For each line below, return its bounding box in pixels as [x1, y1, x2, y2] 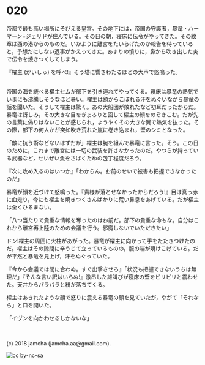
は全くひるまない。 [6, 203, 55, 211]
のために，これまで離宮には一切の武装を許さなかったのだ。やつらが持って [6, 146, 194, 154]
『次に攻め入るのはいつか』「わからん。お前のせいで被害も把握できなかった [6, 167, 197, 175]
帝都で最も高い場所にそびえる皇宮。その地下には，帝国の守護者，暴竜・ [6, 24, 188, 32]
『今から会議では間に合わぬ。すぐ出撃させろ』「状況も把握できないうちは [6, 265, 192, 273]
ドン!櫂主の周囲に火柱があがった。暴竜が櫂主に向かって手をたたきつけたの [6, 237, 196, 244]
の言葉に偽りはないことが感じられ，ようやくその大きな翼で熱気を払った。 [6, 118, 194, 126]
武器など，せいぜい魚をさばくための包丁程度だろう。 [11, 154, 145, 162]
